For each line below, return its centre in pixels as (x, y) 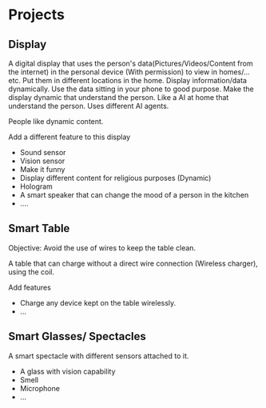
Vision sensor (42, 161)
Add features (30, 287)
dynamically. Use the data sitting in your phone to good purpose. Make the (131, 89)
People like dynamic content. (56, 121)
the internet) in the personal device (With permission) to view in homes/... (129, 72)
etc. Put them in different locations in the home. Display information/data (128, 80)
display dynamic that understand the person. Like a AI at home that (119, 97)
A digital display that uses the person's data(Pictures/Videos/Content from (131, 63)
